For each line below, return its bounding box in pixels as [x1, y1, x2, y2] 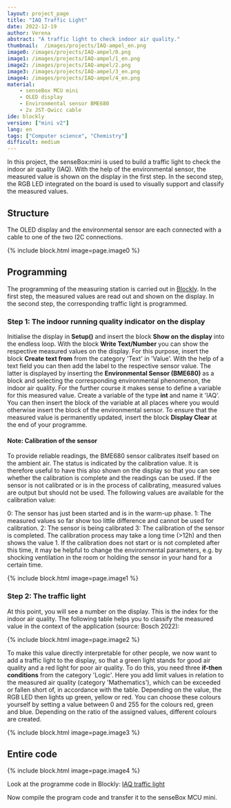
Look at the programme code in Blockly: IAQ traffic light [7, 780, 165, 789]
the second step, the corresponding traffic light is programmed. [7, 299, 188, 308]
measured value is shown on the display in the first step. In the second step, [7, 172, 223, 181]
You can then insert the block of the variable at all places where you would [7, 398, 219, 407]
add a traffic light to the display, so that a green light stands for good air [7, 656, 211, 664]
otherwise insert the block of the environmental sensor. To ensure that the [7, 406, 218, 414]
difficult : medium [7, 139, 60, 146]
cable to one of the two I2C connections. [7, 232, 123, 241]
